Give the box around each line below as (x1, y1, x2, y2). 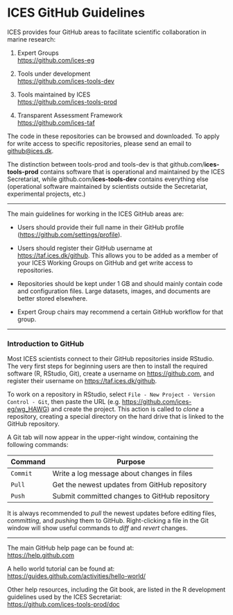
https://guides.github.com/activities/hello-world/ (7, 572, 146, 580)
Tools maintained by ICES (17, 90, 91, 99)
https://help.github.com (7, 551, 75, 559)
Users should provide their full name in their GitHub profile (17, 223, 184, 231)
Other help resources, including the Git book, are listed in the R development (7, 585, 226, 594)
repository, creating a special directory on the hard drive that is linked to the (7, 412, 224, 421)
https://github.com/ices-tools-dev (17, 76, 114, 85)
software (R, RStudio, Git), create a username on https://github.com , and (7, 369, 215, 378)
